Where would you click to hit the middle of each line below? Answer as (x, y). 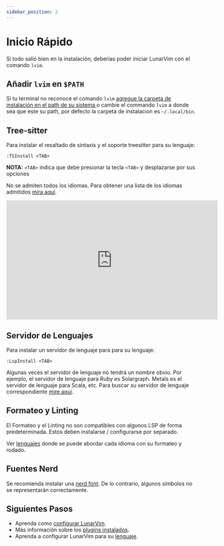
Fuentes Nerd (32, 469)
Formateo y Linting (42, 411)
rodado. (16, 450)
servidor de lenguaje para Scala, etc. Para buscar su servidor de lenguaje (98, 385)
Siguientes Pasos (40, 509)
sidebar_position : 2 (32, 12)
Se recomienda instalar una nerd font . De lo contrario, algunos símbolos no (99, 483)
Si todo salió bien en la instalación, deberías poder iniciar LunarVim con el (98, 59)
